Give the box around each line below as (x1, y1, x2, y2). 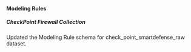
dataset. (6, 39, 27, 47)
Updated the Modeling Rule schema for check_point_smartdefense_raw (6, 33, 185, 41)
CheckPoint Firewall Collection (6, 19, 86, 26)
